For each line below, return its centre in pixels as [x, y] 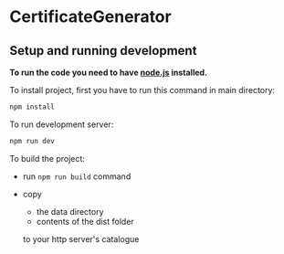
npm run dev [32, 141]
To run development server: [62, 124]
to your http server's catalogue [81, 238]
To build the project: [47, 158]
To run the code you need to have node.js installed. [109, 72]
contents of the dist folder [85, 221]
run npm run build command [77, 176]
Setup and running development [103, 51]
